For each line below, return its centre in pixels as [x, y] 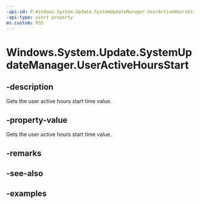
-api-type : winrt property [40, 17]
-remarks [24, 153]
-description [30, 87]
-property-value [37, 120]
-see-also [25, 173]
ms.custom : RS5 [25, 23]
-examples [26, 194]
